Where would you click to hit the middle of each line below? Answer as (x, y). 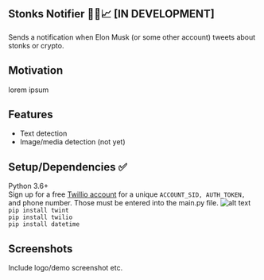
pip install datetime (44, 224)
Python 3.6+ (29, 186)
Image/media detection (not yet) (72, 142)
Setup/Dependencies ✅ (68, 167)
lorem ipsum (29, 90)
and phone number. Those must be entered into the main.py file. (113, 203)
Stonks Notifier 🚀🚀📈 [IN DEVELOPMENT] (111, 14)
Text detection (43, 133)
